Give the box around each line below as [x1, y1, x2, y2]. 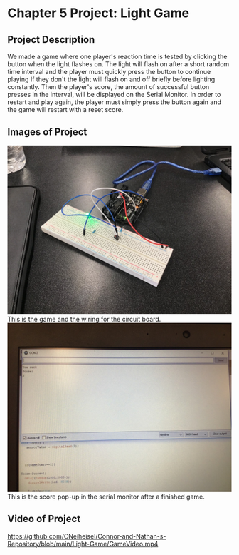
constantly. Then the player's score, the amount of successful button [7, 83, 210, 91]
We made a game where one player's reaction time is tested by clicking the [7, 52, 228, 61]
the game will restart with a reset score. [7, 106, 124, 113]
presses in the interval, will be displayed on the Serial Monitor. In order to [7, 91, 221, 98]
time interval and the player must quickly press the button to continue [7, 68, 211, 76]
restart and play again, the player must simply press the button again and [7, 98, 222, 106]
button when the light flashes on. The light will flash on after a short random [7, 60, 230, 68]
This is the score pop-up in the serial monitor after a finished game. [7, 492, 205, 501]
